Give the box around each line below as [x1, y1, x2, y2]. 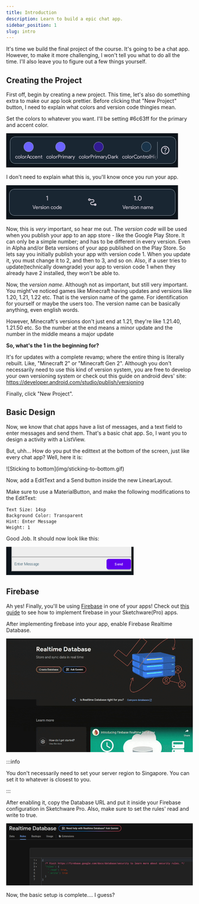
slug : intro [6, 29, 36, 34]
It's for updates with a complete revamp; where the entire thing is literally [6, 353, 185, 361]
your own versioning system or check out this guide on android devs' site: [6, 372, 187, 380]
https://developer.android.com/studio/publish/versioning [6, 379, 144, 386]
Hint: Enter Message [6, 519, 57, 524]
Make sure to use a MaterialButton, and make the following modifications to [6, 488, 191, 495]
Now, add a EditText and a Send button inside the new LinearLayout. [6, 476, 173, 483]
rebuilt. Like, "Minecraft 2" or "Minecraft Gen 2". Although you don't [6, 360, 172, 367]
